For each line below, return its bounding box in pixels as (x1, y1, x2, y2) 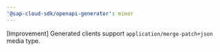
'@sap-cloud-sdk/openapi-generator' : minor (6, 10, 134, 17)
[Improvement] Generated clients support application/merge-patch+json (6, 29, 213, 37)
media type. (6, 36, 41, 45)
